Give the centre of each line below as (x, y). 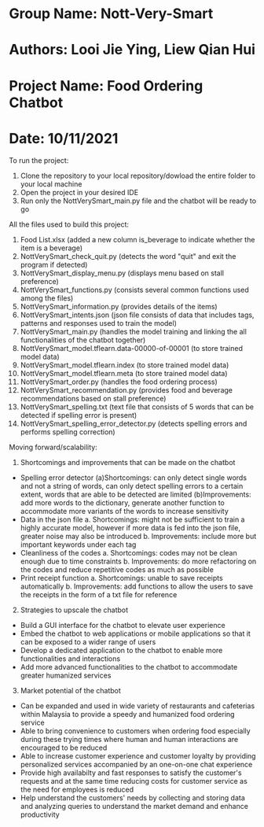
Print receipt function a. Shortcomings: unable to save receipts (121, 578)
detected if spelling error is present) (79, 415)
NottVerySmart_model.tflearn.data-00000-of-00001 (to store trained (131, 348)
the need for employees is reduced (77, 789)
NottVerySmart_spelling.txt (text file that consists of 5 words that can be (137, 407)
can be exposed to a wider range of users (88, 641)
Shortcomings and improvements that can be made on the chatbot (128, 462)
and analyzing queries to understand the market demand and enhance (134, 806)
